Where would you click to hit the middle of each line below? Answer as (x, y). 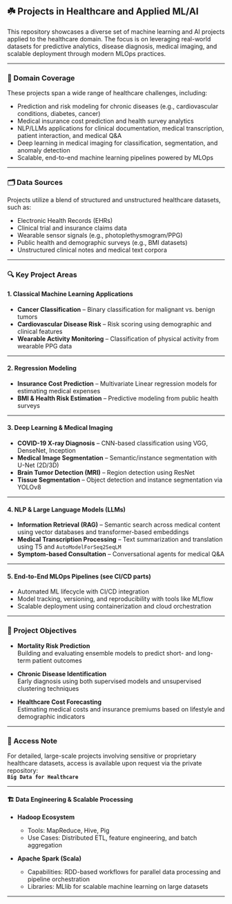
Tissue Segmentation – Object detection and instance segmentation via (120, 480)
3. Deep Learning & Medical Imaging (60, 428)
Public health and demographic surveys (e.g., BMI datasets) (102, 243)
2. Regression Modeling (42, 369)
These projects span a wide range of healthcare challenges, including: (107, 93)
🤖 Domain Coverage (41, 78)
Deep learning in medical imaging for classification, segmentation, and (117, 143)
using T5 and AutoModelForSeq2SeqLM (69, 547)
